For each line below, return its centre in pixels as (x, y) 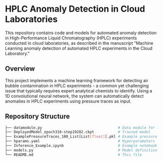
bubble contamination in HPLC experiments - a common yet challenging (77, 86)
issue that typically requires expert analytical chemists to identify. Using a (79, 90)
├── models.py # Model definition (81, 150)
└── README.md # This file (73, 155)
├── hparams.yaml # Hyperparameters (80, 141)
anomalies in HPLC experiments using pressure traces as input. (68, 101)
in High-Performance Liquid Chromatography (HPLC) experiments (71, 38)
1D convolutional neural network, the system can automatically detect (74, 96)
